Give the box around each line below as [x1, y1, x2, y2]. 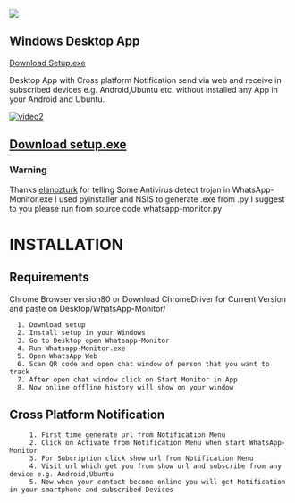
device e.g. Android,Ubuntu [9, 470, 114, 479]
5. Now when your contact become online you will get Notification [29, 478, 286, 487]
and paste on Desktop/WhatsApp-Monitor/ [9, 303, 166, 314]
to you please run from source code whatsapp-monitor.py [9, 203, 223, 214]
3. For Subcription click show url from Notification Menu [29, 454, 254, 464]
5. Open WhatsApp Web [17, 351, 98, 361]
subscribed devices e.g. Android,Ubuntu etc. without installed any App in [9, 84, 279, 95]
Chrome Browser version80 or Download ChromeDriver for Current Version [9, 293, 287, 304]
